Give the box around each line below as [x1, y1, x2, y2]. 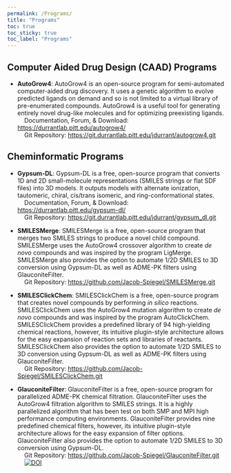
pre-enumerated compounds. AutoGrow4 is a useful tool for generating [17, 101, 221, 110]
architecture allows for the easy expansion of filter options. [17, 429, 185, 437]
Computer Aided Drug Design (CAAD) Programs [7, 61, 217, 73]
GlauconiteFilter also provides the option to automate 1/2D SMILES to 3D [17, 436, 223, 445]
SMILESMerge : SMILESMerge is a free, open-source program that [17, 226, 205, 234]
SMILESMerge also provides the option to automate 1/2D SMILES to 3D [17, 256, 219, 264]
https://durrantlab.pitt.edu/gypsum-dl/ [17, 205, 126, 214]
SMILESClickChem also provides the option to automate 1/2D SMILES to [17, 342, 221, 350]
